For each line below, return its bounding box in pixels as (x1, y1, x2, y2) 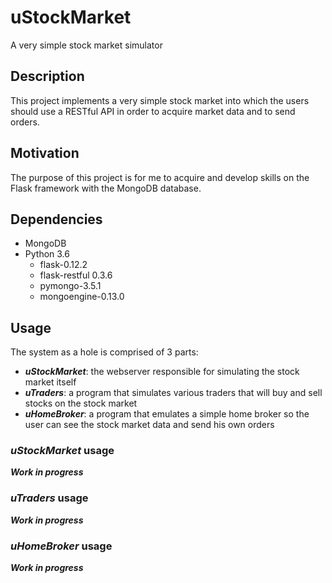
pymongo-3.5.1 (39, 280, 102, 292)
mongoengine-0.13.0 (39, 291, 125, 303)
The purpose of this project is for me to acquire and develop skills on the (10, 171, 310, 183)
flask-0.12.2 (39, 259, 88, 271)
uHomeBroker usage (10, 539, 113, 553)
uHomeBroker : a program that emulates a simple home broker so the (24, 408, 310, 420)
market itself (24, 376, 77, 388)
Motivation (10, 145, 80, 162)
